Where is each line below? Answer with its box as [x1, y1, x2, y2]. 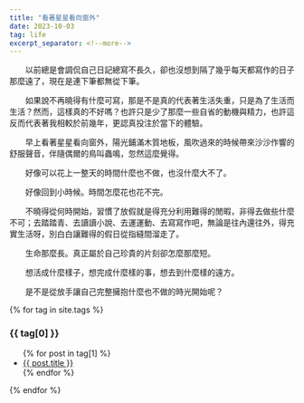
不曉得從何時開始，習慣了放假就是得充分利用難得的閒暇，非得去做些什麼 [24, 206, 295, 217]
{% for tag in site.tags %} [9, 304, 104, 315]
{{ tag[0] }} [9, 327, 60, 340]
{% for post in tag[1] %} [22, 348, 111, 359]
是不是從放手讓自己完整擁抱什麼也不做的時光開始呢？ [24, 286, 223, 297]
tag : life [9, 30, 47, 39]
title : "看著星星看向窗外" [9, 13, 100, 23]
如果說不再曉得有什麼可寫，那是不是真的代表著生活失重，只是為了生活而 [24, 95, 295, 106]
